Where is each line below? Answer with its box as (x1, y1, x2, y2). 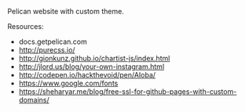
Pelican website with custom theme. (7, 7, 125, 16)
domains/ (18, 96, 49, 104)
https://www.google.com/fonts (18, 78, 119, 88)
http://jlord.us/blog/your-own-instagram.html (18, 62, 165, 71)
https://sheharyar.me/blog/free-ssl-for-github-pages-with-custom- (18, 87, 237, 96)
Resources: (7, 22, 44, 31)
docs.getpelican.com (18, 37, 87, 46)
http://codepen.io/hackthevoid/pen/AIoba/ (18, 70, 156, 79)
